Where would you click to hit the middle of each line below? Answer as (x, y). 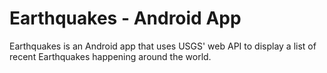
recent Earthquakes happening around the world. (110, 56)
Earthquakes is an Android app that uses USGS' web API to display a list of (163, 46)
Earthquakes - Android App (125, 18)
